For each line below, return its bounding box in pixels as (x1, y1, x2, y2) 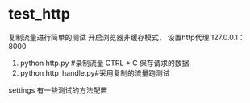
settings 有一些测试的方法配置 (8, 85, 108, 95)
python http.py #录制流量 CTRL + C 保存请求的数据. (19, 58, 192, 68)
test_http (8, 5, 71, 23)
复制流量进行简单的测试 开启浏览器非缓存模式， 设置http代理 (8, 32, 210, 42)
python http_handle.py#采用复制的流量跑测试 (19, 68, 171, 77)
